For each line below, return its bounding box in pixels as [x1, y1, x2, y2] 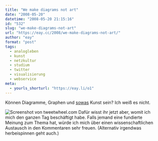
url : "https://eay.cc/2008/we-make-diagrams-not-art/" [5, 30, 121, 35]
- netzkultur [9, 58, 37, 63]
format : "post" [5, 40, 37, 45]
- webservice [9, 76, 37, 81]
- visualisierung [9, 72, 46, 77]
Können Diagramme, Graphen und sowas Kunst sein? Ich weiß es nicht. [5, 99, 151, 105]
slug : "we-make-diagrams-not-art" [5, 26, 77, 31]
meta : [5, 81, 16, 86]
